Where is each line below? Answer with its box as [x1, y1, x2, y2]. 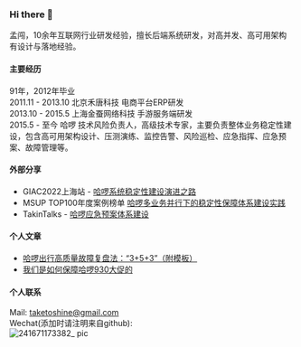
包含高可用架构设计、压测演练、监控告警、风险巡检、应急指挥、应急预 [24, 130, 287, 141]
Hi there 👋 [9, 8, 54, 21]
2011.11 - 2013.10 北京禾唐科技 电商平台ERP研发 [9, 97, 184, 108]
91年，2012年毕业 [9, 85, 75, 96]
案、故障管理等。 [9, 142, 73, 153]
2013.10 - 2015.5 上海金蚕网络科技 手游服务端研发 [9, 108, 193, 118]
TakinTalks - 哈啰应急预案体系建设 [22, 208, 149, 220]
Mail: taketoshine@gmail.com [9, 307, 119, 318]
